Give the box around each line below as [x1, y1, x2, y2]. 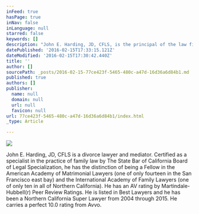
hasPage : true [6, 14, 41, 20]
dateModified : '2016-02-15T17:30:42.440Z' [6, 53, 113, 59]
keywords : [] [6, 36, 38, 42]
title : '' [6, 58, 31, 64]
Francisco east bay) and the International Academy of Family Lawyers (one [6, 176, 190, 183]
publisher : [6, 86, 33, 92]
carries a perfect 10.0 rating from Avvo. [6, 202, 102, 209]
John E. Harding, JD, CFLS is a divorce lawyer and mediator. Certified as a [6, 151, 187, 158]
